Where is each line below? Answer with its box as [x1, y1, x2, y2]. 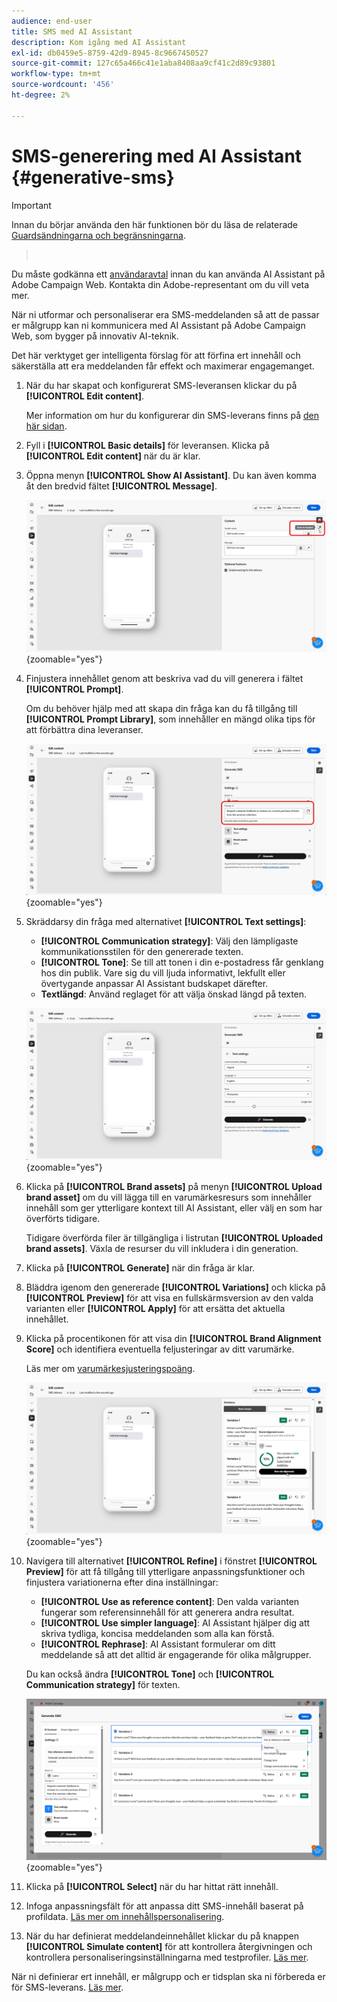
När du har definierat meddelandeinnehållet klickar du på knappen [25, 1930, 299, 1942]
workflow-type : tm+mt [11, 69, 102, 79]
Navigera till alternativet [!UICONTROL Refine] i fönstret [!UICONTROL [25, 1555, 318, 1567]
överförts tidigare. [25, 1213, 101, 1225]
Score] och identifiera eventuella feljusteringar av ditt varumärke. [25, 1343, 295, 1355]
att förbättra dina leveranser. [25, 723, 144, 735]
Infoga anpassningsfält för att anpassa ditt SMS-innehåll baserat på [25, 1900, 304, 1912]
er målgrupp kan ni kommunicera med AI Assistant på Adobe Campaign [11, 319, 306, 331]
